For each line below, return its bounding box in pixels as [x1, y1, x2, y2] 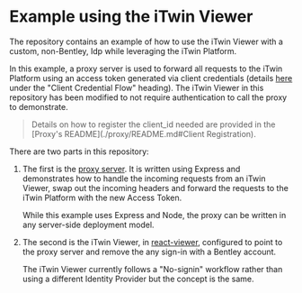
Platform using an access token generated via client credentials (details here [9, 72, 293, 83]
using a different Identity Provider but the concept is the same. [22, 273, 254, 284]
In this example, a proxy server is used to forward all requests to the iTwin [9, 63, 283, 74]
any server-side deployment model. [22, 219, 155, 230]
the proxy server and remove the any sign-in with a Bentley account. [22, 246, 277, 257]
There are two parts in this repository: [9, 146, 150, 157]
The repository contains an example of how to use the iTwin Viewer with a [9, 36, 283, 47]
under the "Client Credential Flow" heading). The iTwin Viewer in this [9, 82, 264, 93]
